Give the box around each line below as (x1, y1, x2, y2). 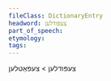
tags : (8, 42, 27, 50)
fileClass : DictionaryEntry (8, 11, 104, 20)
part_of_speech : (8, 26, 63, 34)
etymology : (8, 34, 45, 43)
